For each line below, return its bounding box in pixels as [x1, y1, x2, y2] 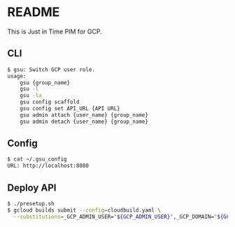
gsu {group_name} [20, 79, 71, 86]
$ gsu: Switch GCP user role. [7, 66, 96, 73]
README [7, 4, 60, 20]
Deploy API [7, 182, 57, 193]
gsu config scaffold [20, 98, 80, 105]
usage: [7, 73, 27, 80]
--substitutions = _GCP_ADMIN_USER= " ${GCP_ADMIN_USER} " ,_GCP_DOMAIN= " [13, 213, 218, 220]
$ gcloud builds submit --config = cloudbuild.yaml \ [7, 207, 161, 214]
